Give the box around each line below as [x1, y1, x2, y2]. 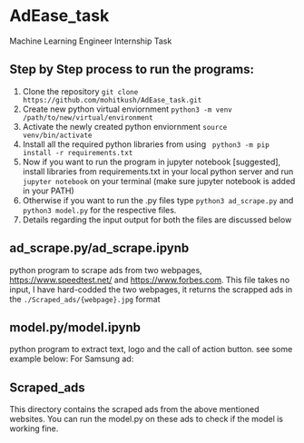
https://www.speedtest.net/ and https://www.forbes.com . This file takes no [9, 274, 290, 285]
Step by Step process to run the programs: [9, 62, 255, 77]
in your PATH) [22, 185, 74, 196]
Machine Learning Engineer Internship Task [9, 35, 172, 46]
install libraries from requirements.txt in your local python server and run [22, 165, 294, 177]
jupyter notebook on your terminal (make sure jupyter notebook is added [22, 175, 296, 186]
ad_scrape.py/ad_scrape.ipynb [9, 241, 190, 256]
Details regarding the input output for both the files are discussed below [22, 214, 292, 225]
